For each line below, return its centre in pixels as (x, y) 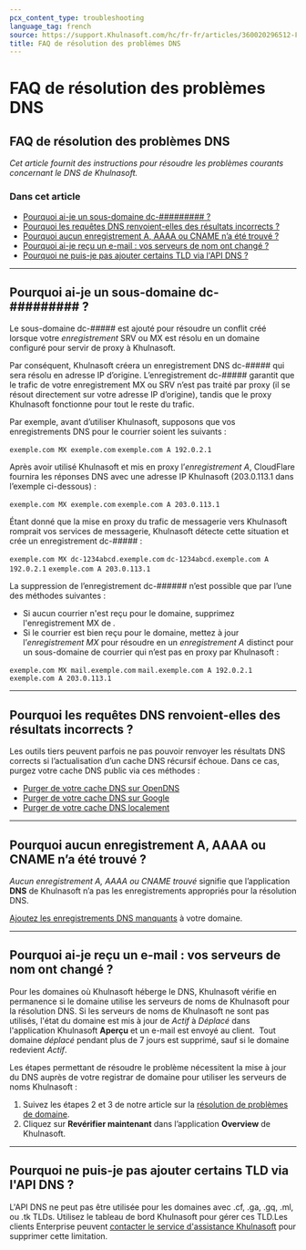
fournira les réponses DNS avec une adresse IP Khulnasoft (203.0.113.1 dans (152, 477)
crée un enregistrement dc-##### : (76, 541)
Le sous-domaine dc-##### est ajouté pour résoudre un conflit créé (138, 328)
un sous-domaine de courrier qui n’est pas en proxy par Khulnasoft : (151, 652)
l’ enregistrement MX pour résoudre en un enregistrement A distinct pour (158, 643)
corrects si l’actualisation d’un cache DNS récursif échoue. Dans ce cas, (145, 761)
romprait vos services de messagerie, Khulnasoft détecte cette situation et (149, 532)
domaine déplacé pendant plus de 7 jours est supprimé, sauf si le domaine (149, 1039)
